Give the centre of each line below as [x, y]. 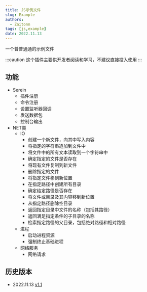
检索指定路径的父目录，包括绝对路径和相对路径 [77, 222]
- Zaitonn [20, 24]
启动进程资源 [41, 235]
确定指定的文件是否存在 [52, 158]
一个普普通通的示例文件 [30, 49]
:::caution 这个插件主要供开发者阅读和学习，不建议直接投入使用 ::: [73, 60]
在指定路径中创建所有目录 [54, 184]
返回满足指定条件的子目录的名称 [61, 216]
